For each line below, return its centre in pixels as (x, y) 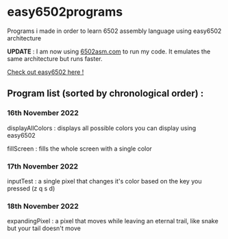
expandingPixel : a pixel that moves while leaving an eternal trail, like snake (113, 221)
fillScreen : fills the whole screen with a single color (80, 149)
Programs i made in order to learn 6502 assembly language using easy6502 (114, 31)
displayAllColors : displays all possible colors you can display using (102, 128)
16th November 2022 (43, 113)
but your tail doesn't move (44, 228)
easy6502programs (65, 12)
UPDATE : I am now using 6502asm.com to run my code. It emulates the (109, 51)
